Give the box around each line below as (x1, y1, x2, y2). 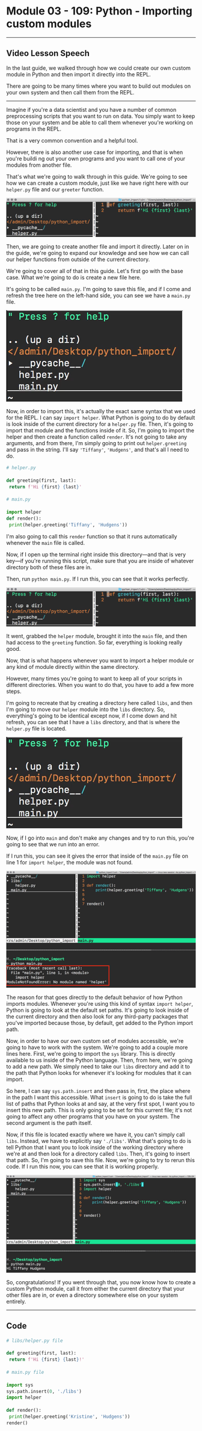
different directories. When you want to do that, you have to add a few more (6, 681, 194, 688)
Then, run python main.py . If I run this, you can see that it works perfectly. (6, 575, 189, 582)
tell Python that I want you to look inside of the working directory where (6, 1143, 183, 1151)
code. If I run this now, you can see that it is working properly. (6, 1163, 159, 1170)
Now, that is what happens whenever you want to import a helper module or (6, 657, 194, 664)
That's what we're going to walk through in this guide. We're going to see (6, 173, 188, 180)
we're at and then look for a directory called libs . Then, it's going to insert (6, 1150, 191, 1157)
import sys (6, 1382, 34, 1388)
